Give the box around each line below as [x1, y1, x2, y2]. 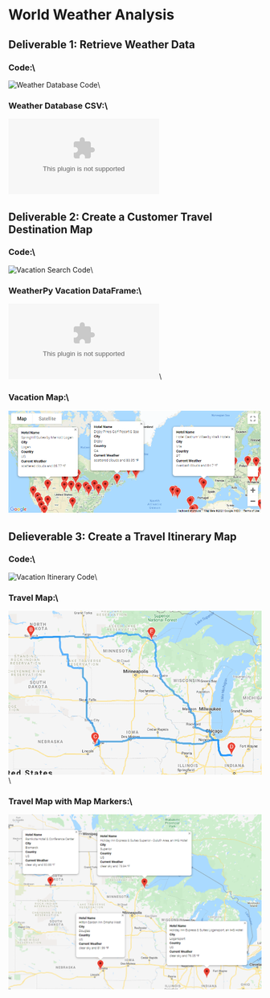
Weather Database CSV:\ [8, 100, 108, 111]
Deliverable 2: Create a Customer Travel [8, 210, 213, 224]
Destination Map [8, 223, 93, 236]
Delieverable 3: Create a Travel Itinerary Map [8, 529, 237, 544]
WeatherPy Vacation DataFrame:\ [8, 285, 142, 296]
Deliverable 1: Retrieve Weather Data [8, 38, 195, 51]
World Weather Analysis [8, 6, 175, 24]
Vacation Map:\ [8, 392, 70, 403]
